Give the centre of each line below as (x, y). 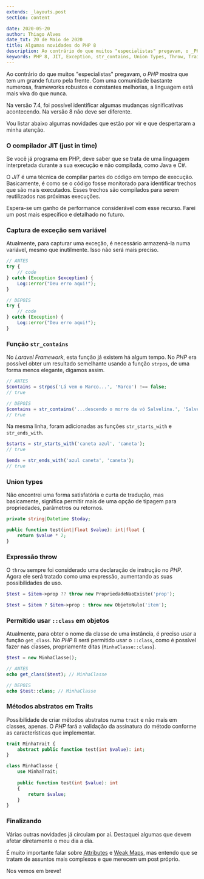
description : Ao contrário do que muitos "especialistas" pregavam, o (97, 51)
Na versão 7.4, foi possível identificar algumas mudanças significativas (95, 105)
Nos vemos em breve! (34, 871)
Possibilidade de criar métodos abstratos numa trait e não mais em (92, 719)
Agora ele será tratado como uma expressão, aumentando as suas (90, 576)
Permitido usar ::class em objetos (58, 620)
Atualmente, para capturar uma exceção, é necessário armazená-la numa (98, 243)
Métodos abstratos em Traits (49, 707)
